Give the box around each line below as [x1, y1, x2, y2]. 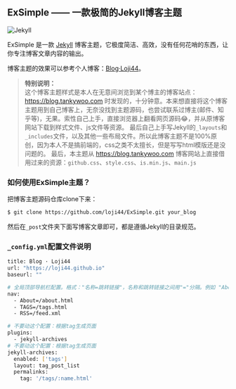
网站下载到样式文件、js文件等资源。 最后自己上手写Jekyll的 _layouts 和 [24, 122, 228, 132]
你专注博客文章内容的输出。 [7, 49, 88, 58]
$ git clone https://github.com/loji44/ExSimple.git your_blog [7, 209, 197, 216]
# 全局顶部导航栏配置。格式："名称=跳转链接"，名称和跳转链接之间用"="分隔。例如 [7, 283, 216, 291]
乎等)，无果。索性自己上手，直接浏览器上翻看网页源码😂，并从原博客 [24, 114, 225, 122]
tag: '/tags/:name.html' [20, 375, 93, 382]
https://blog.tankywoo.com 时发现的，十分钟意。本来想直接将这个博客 [24, 96, 228, 105]
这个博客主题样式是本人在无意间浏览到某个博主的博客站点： [24, 87, 197, 96]
